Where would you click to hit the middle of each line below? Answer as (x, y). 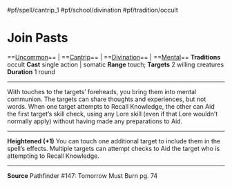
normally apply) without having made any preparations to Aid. (95, 121)
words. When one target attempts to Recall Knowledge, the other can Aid (111, 106)
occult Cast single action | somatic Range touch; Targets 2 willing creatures (116, 64)
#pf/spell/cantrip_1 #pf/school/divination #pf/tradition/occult (93, 10)
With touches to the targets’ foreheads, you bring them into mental (102, 91)
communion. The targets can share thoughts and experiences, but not (107, 99)
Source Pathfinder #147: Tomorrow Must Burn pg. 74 (83, 175)
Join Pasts (38, 38)
